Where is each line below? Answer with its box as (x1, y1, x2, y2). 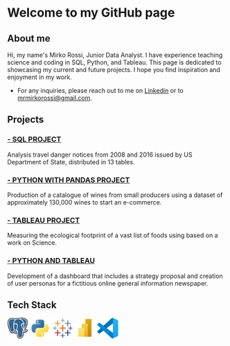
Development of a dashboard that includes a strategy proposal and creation (7, 272, 223, 280)
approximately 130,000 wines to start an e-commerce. (7, 198, 162, 206)
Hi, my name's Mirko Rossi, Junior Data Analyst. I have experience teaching (7, 51, 223, 59)
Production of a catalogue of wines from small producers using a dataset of (7, 191, 223, 199)
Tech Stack (7, 299, 57, 311)
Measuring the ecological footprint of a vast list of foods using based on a (7, 231, 218, 240)
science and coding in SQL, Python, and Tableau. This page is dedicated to (7, 58, 222, 67)
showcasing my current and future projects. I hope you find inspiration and (7, 66, 220, 73)
